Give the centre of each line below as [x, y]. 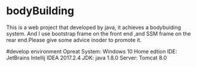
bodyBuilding [40, 11]
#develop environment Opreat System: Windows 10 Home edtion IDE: [92, 51]
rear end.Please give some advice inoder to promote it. [74, 40]
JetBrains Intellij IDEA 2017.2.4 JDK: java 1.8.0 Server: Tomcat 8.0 [87, 58]
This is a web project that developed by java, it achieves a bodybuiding [94, 27]
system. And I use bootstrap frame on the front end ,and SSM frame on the [99, 33]
